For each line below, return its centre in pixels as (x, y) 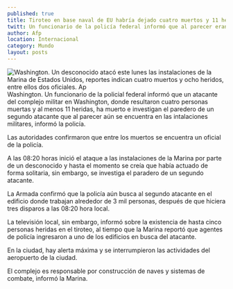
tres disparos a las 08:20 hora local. (58, 208)
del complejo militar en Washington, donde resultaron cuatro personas (107, 101)
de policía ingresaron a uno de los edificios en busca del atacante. (102, 236)
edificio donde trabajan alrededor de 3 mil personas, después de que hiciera (116, 201)
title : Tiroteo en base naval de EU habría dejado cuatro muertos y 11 (113, 20)
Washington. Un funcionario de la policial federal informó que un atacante (113, 94)
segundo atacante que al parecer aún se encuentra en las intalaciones (107, 116)
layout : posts (28, 53)
